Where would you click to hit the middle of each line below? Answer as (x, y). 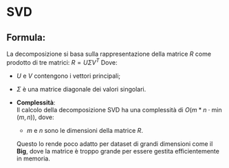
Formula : (26, 38)
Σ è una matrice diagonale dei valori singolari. (81, 89)
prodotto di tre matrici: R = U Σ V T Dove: (62, 62)
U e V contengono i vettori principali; (68, 76)
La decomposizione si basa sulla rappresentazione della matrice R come (109, 54)
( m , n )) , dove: (35, 117)
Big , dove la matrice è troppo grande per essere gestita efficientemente (118, 151)
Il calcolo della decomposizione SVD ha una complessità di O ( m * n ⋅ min (119, 109)
